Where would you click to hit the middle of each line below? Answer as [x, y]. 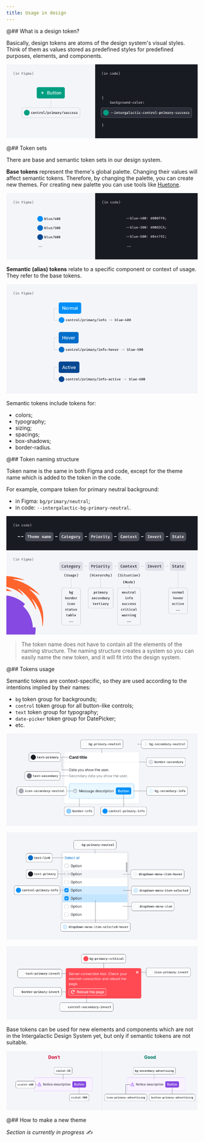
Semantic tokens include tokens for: [51, 403]
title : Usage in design [36, 13]
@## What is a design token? [43, 31]
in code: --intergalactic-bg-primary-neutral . [73, 507]
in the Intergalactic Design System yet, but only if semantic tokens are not [98, 1036]
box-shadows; [33, 441]
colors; [24, 415]
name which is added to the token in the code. [64, 477]
